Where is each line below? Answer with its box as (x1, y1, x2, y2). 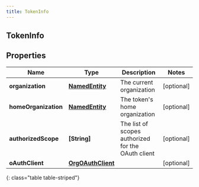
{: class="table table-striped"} (6, 174, 80, 181)
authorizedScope (9, 134, 59, 143)
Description (121, 68, 156, 76)
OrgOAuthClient (68, 159, 115, 167)
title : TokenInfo (6, 8, 49, 15)
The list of (120, 120, 148, 128)
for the (120, 141, 139, 150)
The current (120, 78, 153, 86)
